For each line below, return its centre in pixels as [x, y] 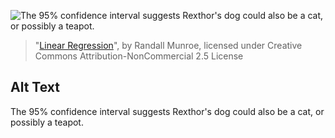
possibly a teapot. [47, 122]
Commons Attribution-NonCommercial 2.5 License [139, 56]
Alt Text [35, 87]
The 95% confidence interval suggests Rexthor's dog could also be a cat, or [167, 111]
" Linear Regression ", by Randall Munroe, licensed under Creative [168, 45]
